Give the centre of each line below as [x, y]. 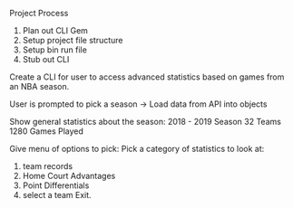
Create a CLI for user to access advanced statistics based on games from [147, 77]
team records [48, 166]
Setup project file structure [73, 40]
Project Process [39, 13]
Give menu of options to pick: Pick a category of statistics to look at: [137, 149]
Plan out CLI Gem [55, 30]
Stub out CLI [46, 59]
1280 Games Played [47, 131]
